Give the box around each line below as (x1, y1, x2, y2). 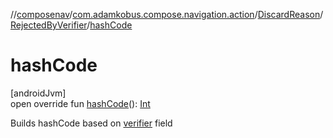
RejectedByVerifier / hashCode (10, 19, 133, 31)
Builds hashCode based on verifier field (10, 117, 173, 129)
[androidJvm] (10, 87, 67, 99)
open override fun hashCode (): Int (10, 97, 151, 109)
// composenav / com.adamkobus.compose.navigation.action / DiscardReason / (10, 9, 324, 20)
